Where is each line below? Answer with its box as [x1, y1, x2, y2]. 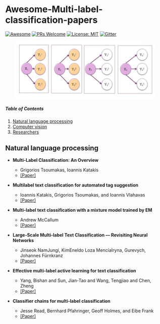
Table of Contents [5, 106, 44, 112]
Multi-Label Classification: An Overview [12, 157, 99, 163]
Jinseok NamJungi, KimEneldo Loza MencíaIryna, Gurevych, [20, 247, 146, 253]
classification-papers [5, 14, 98, 26]
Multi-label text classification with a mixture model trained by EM [12, 207, 152, 213]
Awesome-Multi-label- [5, 4, 103, 15]
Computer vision [12, 124, 47, 130]
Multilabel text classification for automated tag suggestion [12, 182, 139, 188]
